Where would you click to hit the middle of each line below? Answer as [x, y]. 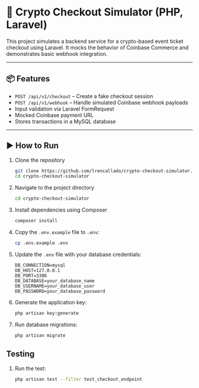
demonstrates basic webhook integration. [57, 53]
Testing [20, 354]
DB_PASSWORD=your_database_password [60, 291]
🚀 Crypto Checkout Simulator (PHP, [95, 12]
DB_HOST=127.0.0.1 [37, 270]
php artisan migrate [40, 335]
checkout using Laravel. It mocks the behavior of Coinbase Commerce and [97, 48]
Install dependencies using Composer [61, 210]
